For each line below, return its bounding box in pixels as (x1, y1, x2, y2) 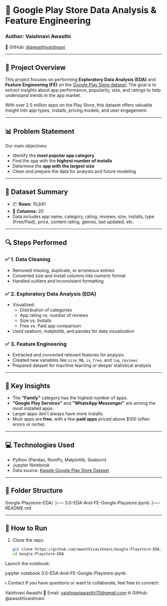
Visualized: (12, 302, 35, 307)
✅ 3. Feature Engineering (5, 340, 67, 347)
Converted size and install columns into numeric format (12, 273, 126, 279)
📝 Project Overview (5, 63, 66, 72)
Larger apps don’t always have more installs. (12, 411, 104, 417)
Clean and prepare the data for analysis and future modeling (12, 168, 136, 174)
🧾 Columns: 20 (12, 208, 44, 214)
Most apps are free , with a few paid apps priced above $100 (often (12, 416, 150, 422)
